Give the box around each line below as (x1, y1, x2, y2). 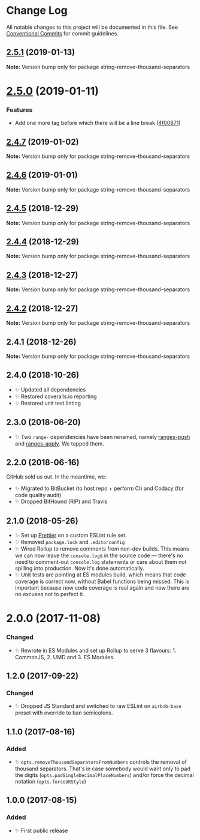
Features (6, 106, 33, 114)
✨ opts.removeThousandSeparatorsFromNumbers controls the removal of (14, 758, 187, 766)
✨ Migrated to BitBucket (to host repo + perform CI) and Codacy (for (14, 485, 184, 492)
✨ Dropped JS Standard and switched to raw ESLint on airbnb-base (14, 703, 181, 710)
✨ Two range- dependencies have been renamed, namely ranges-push (14, 433, 190, 440)
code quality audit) (14, 492, 62, 499)
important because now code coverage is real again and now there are (14, 584, 190, 591)
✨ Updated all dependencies (14, 385, 86, 393)
